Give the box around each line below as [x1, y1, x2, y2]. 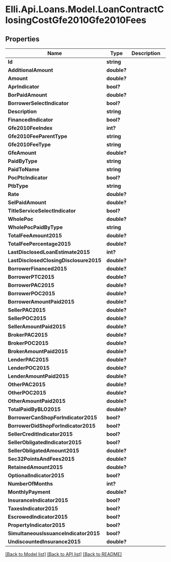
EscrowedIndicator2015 [8, 513, 68, 520]
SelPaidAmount [8, 199, 47, 206]
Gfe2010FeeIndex [8, 125, 52, 131]
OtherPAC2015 [8, 381, 46, 388]
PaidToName [8, 166, 40, 173]
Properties [5, 35, 40, 43]
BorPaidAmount [8, 92, 47, 98]
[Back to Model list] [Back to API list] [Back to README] [5, 551, 122, 557]
